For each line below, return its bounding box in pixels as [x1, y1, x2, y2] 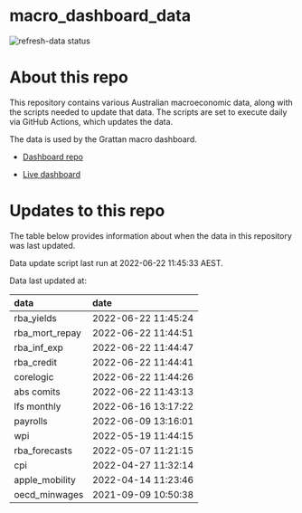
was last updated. [9, 240, 76, 251]
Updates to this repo [9, 201, 165, 222]
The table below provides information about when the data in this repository [9, 230, 292, 241]
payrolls [14, 414, 48, 427]
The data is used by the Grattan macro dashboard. [9, 133, 197, 145]
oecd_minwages [14, 488, 84, 500]
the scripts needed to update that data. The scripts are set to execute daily [9, 106, 288, 118]
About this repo [9, 67, 128, 88]
